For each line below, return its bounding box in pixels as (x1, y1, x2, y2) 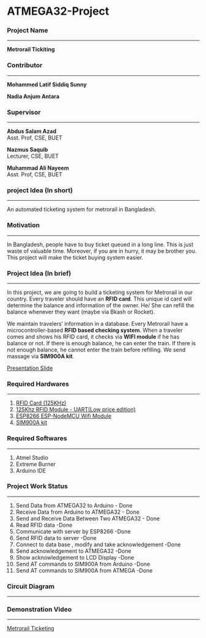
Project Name (7, 26, 48, 35)
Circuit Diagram (7, 582, 54, 590)
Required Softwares (7, 434, 67, 443)
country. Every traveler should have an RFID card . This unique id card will (7, 295, 192, 302)
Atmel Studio (15, 454, 48, 461)
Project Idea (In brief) (7, 269, 72, 277)
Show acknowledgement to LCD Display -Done (15, 554, 134, 561)
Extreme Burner (15, 460, 56, 468)
